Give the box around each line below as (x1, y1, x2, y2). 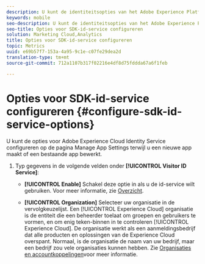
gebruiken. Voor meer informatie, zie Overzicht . (24, 187, 144, 194)
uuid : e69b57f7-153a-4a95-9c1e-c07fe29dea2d (6, 49, 121, 55)
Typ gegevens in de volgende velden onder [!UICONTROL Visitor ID (15, 162, 187, 169)
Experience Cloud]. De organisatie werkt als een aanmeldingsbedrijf (24, 225, 196, 232)
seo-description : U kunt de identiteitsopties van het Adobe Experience (6, 20, 195, 26)
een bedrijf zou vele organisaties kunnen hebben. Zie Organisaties (24, 244, 192, 252)
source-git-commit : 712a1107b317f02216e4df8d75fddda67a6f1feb (6, 60, 168, 66)
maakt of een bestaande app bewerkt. (6, 151, 103, 158)
